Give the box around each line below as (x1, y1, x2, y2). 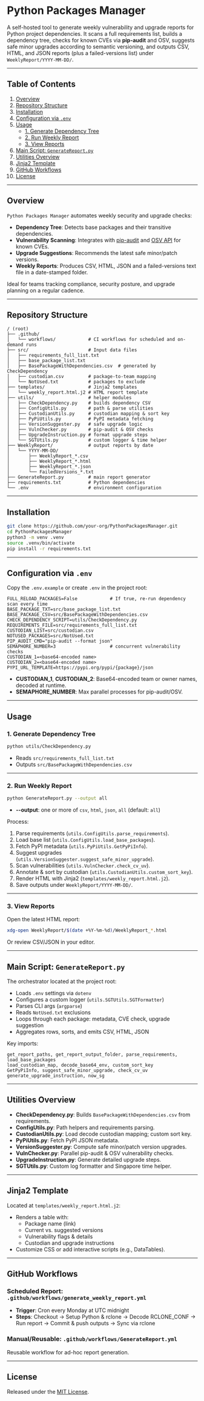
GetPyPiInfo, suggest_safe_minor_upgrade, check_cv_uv (7, 1067, 148, 1074)
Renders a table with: (15, 1213, 69, 1220)
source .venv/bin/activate (7, 540, 75, 546)
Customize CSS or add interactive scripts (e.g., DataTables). (15, 1245, 165, 1253)
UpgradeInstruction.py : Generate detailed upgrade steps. (15, 1156, 162, 1163)
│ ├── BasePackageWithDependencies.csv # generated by (7, 363, 156, 369)
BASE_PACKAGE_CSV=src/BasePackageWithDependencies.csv (7, 612, 148, 618)
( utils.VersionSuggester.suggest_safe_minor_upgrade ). (15, 855, 154, 863)
